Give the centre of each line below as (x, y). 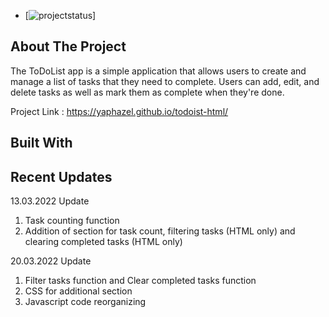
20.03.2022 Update (51, 261)
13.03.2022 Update (50, 201)
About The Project (68, 46)
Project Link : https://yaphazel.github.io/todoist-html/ (119, 111)
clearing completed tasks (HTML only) (103, 242)
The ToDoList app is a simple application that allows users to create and (158, 71)
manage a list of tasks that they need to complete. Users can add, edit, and (165, 81)
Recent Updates (61, 176)
